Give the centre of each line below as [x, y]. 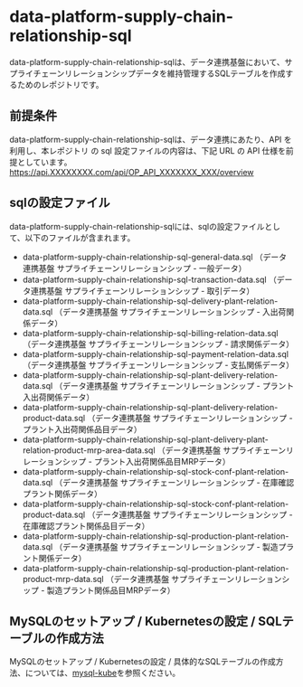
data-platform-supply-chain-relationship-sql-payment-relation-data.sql [156, 353]
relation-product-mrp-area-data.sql [89, 450]
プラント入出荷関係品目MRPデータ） [162, 461]
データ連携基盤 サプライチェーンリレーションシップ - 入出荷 [175, 311]
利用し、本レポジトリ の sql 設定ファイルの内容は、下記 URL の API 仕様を [148, 150]
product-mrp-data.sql [63, 579]
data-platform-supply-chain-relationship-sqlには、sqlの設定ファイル [137, 226]
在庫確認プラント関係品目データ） [86, 525]
